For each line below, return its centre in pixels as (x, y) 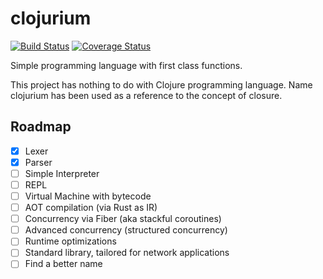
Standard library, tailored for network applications (127, 253)
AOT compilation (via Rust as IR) (91, 208)
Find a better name (63, 264)
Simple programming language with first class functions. (126, 65)
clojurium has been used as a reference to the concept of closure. (146, 95)
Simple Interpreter (62, 173)
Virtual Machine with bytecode (88, 196)
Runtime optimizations (70, 241)
